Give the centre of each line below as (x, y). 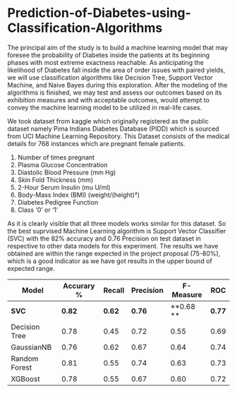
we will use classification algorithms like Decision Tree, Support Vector (110, 77)
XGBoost (25, 379)
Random (25, 358)
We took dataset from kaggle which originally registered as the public (108, 121)
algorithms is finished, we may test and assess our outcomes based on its (115, 92)
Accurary (79, 286)
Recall (114, 290)
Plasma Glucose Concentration (62, 164)
